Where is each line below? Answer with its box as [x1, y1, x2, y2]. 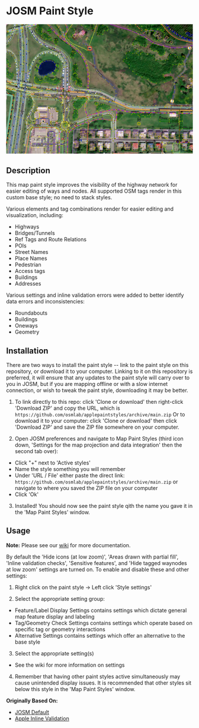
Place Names [14, 255, 47, 262]
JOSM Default [14, 708, 49, 716]
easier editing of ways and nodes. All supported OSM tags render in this [6, 187, 182, 194]
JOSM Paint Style [6, 4, 94, 18]
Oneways [14, 322, 38, 330]
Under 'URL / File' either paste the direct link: [14, 472, 125, 479]
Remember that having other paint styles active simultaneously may [14, 673, 181, 680]
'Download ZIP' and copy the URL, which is [14, 404, 120, 412]
